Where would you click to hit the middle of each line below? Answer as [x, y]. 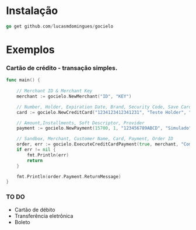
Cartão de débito [35, 210]
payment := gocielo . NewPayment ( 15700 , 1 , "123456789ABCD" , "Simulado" [104, 128]
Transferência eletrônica [44, 216]
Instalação [32, 11]
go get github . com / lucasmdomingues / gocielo [60, 26]
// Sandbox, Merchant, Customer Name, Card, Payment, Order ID [95, 139]
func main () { [23, 80]
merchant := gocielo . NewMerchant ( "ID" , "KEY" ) [74, 96]
